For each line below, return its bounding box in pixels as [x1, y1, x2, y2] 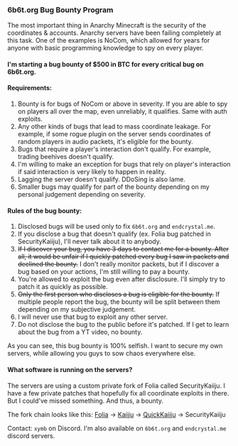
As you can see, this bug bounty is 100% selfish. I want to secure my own [7, 342, 223, 350]
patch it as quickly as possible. [17, 283, 108, 291]
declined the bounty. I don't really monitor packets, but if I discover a [17, 260, 220, 268]
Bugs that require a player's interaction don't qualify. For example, [17, 145, 211, 153]
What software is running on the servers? [7, 365, 133, 374]
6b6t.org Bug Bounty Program [7, 5, 114, 15]
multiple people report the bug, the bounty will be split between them [17, 298, 220, 306]
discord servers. [7, 431, 55, 440]
